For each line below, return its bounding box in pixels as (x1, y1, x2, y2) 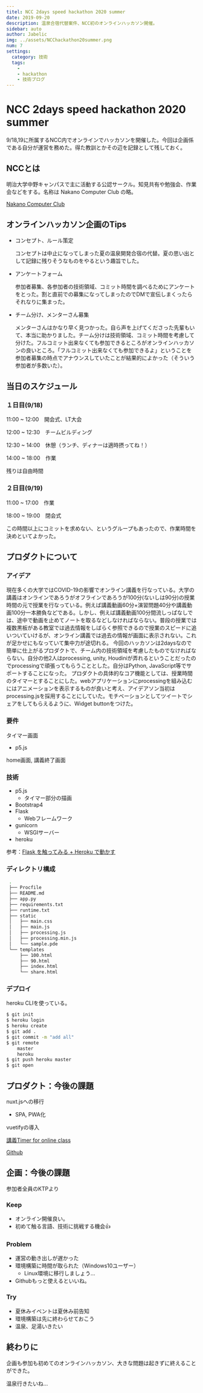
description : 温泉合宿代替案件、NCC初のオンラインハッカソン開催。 (6, 20, 158, 26)
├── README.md (8, 890, 45, 896)
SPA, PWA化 (14, 1110, 46, 1118)
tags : (11, 59, 26, 65)
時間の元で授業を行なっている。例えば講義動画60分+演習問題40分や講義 (6, 602, 187, 609)
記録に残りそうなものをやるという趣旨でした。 (25, 257, 143, 264)
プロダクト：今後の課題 (6, 1081, 94, 1091)
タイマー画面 (6, 731, 38, 739)
